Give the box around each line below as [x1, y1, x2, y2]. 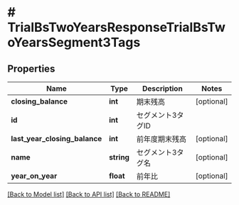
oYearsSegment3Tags [7, 35, 141, 50]
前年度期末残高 [136, 134, 187, 144]
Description [142, 84, 183, 93]
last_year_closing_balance [11, 134, 102, 143]
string [109, 153, 130, 162]
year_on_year [11, 171, 58, 181]
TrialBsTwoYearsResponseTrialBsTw [7, 19, 226, 35]
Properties [7, 62, 55, 74]
